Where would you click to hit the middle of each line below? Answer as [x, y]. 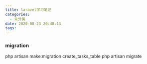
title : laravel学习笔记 [28, 10]
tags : [11, 28]
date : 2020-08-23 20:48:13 [33, 24]
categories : [17, 14]
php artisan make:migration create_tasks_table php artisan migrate [73, 56]
